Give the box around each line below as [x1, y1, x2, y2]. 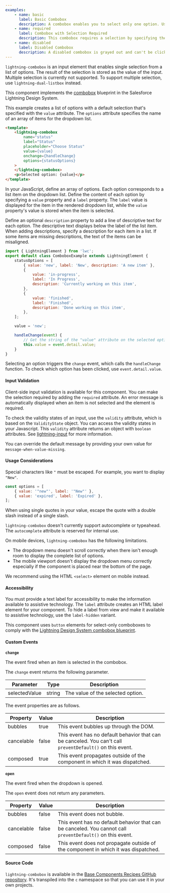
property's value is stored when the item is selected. [5, 208, 115, 213]
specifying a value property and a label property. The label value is [5, 197, 148, 203]
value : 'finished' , [32, 295, 73, 301]
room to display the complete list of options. [12, 553, 105, 559]
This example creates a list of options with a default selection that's [5, 105, 146, 111]
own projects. [5, 882, 34, 888]
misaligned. [5, 239, 29, 245]
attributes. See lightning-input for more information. [5, 431, 113, 437]
